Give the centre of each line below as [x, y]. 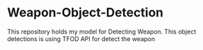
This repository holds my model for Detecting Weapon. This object [102, 32]
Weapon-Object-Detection [85, 13]
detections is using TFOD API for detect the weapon [81, 38]
